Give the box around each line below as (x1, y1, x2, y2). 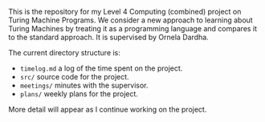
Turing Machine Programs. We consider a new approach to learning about (8, 15, 253, 25)
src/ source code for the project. (19, 72, 130, 81)
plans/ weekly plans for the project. (19, 89, 139, 99)
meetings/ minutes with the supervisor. (19, 80, 149, 90)
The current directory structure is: (8, 48, 120, 57)
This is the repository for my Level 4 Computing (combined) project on (8, 7, 242, 16)
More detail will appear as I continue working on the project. (8, 104, 207, 114)
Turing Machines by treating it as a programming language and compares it (8, 24, 258, 33)
